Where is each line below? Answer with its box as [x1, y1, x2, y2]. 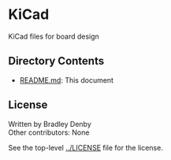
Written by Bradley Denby [8, 119, 92, 128]
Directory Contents [8, 54, 105, 68]
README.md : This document [19, 75, 114, 84]
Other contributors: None [8, 128, 90, 137]
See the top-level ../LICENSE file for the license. [8, 143, 163, 152]
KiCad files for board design [8, 32, 100, 41]
